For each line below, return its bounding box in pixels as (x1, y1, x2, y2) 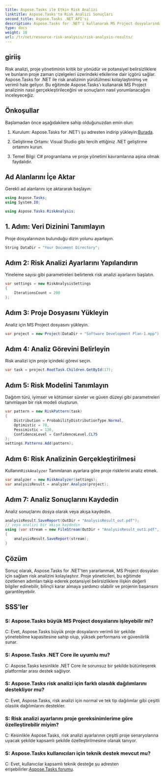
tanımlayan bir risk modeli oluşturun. (5, 399, 79, 405)
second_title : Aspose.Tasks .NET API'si (5, 16, 89, 21)
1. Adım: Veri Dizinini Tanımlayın (5, 223, 105, 231)
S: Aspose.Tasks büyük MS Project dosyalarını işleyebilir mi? (5, 617, 154, 624)
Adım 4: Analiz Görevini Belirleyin (5, 345, 110, 354)
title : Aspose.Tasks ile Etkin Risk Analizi (5, 7, 98, 12)
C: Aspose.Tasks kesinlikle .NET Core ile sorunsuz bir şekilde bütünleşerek (5, 663, 156, 669)
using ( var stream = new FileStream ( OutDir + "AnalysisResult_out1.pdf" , (5, 527, 160, 532)
